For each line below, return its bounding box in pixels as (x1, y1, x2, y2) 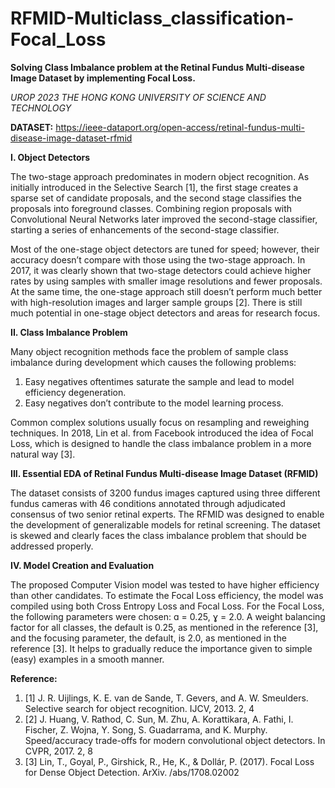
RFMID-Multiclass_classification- (10, 7, 295, 30)
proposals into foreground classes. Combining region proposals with (10, 202, 293, 214)
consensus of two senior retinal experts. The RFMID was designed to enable (10, 508, 325, 520)
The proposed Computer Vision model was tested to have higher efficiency (10, 578, 320, 591)
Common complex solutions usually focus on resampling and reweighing (10, 416, 310, 428)
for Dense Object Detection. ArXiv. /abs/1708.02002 (24, 766, 240, 778)
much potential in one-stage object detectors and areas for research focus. (10, 307, 321, 319)
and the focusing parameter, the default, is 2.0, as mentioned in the (10, 632, 287, 644)
